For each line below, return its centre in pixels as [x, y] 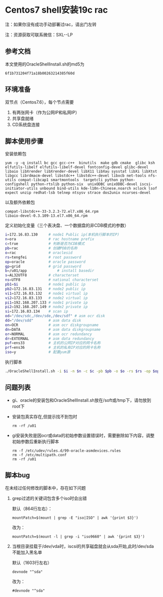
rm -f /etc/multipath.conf [39, 455]
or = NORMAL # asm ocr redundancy [49, 334]
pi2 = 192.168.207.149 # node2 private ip [47, 307]
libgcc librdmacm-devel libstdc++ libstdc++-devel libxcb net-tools [76, 176]
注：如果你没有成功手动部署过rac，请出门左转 [51, 24]
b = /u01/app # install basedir [50, 271]
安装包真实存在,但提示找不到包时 [45, 416]
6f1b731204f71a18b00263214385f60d [40, 73]
